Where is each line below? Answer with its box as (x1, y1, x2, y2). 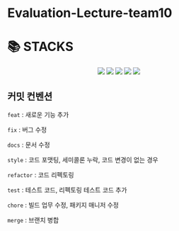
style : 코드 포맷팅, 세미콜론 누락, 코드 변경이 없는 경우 (7, 155, 158, 164)
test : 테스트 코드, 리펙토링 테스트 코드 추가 (7, 186, 127, 194)
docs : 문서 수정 (7, 140, 51, 149)
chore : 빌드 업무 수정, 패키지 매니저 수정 (7, 201, 119, 209)
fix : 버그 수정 (7, 125, 47, 134)
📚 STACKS (7, 39, 74, 55)
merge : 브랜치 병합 (7, 215, 59, 224)
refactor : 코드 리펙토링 (7, 170, 74, 179)
